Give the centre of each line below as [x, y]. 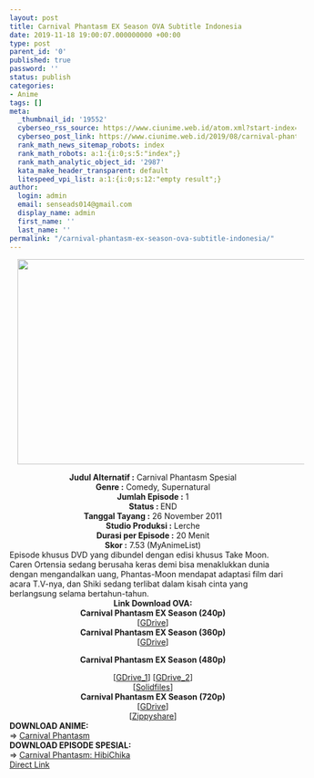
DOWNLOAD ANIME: [49, 726]
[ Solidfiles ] [153, 687]
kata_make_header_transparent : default [93, 171]
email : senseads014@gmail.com [75, 205]
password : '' [34, 69]
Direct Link [30, 765]
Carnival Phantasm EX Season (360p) [153, 633]
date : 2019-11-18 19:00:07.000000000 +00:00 [95, 35]
